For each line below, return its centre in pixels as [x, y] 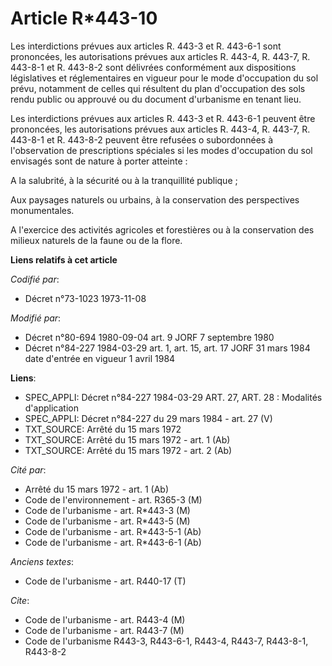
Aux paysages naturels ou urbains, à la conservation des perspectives [155, 199]
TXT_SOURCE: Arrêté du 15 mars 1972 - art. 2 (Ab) [128, 450]
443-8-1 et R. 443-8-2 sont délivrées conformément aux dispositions [153, 67]
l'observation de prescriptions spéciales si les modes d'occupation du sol [161, 150]
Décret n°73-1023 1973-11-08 [85, 298]
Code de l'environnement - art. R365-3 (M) [113, 499]
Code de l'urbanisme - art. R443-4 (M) [105, 619]
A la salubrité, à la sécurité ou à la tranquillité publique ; [124, 180]
